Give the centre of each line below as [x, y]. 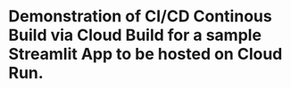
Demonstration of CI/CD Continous [141, 16]
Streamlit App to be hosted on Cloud [145, 54]
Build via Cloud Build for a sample [135, 35]
